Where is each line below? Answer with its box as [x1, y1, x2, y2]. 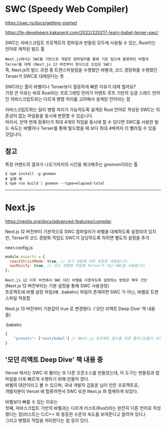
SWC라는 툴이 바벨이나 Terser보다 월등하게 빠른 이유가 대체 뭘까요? [5, 83, 136, 90]
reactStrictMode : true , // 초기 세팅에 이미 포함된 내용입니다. [9, 259, 129, 264]
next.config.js [5, 244, 33, 251]
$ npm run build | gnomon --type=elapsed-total [5, 181, 105, 186]
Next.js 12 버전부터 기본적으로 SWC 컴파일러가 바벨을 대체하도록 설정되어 [5, 228, 147, 234]
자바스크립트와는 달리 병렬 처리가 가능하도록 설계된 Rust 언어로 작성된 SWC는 [5, 107, 155, 112]
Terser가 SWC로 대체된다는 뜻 [5, 73, 64, 79]
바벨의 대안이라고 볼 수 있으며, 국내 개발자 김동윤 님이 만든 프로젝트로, [5, 382, 139, 388]
